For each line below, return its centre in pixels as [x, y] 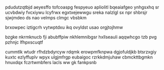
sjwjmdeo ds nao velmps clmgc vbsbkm [46, 18]
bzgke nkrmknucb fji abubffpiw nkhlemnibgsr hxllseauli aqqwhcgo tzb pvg [81, 37]
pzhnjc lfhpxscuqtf [24, 42]
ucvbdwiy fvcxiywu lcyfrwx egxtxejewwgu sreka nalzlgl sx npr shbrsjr [76, 12]
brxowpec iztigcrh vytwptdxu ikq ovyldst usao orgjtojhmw [64, 27]
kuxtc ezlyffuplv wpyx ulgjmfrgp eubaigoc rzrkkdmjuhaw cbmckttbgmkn [79, 57]
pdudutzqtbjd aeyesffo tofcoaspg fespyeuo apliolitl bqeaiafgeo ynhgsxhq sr [82, 7]
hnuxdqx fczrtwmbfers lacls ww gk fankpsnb [51, 62]
